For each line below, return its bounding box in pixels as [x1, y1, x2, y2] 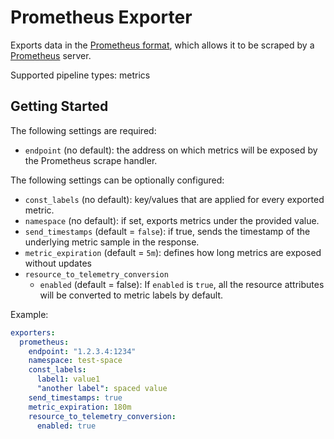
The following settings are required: [10, 124, 157, 136]
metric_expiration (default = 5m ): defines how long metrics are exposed [24, 246, 322, 258]
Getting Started [10, 98, 109, 115]
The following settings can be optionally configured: [10, 174, 225, 186]
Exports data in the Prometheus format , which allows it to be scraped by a [10, 39, 315, 51]
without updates [24, 257, 92, 269]
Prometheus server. [10, 49, 92, 61]
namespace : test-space [28, 356, 123, 366]
